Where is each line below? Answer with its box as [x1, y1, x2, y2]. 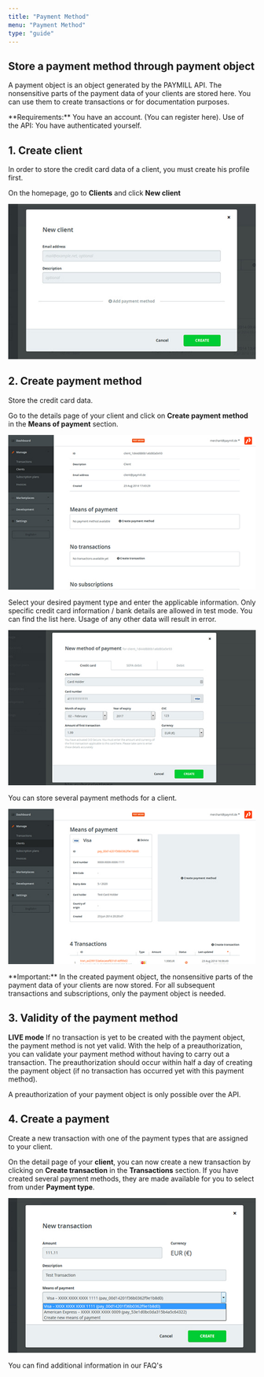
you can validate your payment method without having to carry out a [8, 1049, 230, 1059]
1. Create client [8, 143, 82, 157]
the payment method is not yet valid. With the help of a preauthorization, [8, 1040, 243, 1050]
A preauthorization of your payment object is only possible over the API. [8, 1089, 241, 1099]
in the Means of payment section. [8, 419, 119, 429]
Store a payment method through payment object [8, 59, 255, 73]
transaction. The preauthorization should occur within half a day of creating [8, 1057, 253, 1067]
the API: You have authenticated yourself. [8, 121, 142, 130]
